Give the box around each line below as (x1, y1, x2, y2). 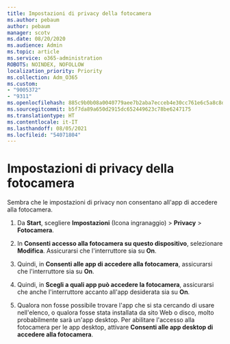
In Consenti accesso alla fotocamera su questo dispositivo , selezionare (16, 240, 223, 248)
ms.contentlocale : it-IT (7, 118, 78, 126)
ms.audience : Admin (7, 42, 63, 49)
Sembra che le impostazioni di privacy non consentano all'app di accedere (7, 198, 218, 207)
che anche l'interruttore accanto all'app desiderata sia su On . (16, 288, 190, 296)
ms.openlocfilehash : (7, 100, 66, 106)
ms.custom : (7, 80, 38, 87)
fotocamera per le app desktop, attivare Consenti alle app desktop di (16, 323, 214, 332)
